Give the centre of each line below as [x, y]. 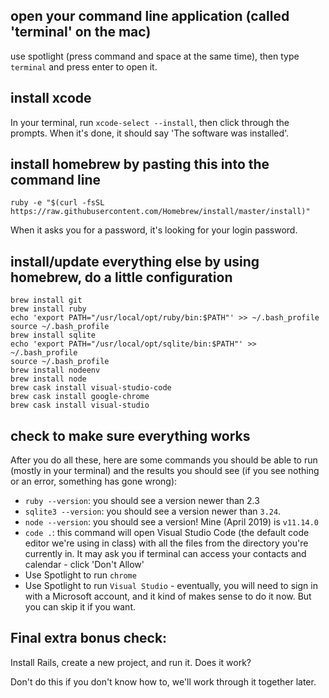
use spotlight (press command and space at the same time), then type [155, 56]
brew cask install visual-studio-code [91, 388]
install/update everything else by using [135, 261]
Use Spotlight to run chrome [80, 575]
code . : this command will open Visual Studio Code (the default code [167, 533]
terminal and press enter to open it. [84, 66]
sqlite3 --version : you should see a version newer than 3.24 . [153, 511]
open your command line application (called [150, 16]
